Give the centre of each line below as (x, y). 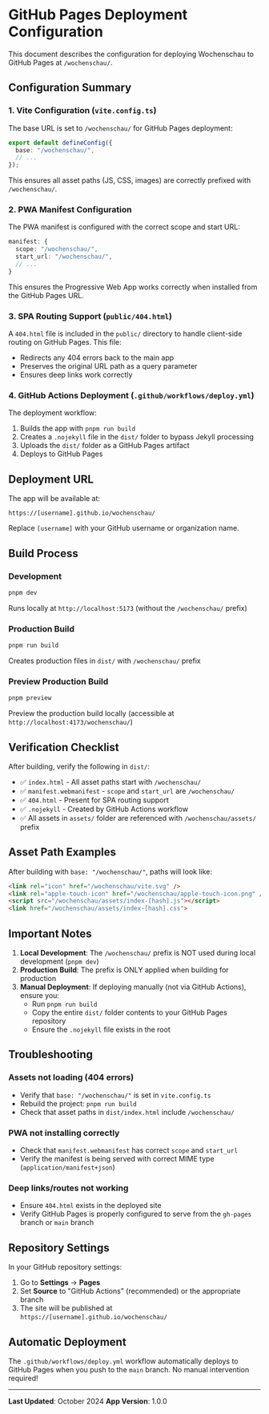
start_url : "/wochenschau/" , (64, 257)
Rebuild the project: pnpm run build (78, 1103)
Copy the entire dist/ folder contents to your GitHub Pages (130, 1012)
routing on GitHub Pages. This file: (65, 342)
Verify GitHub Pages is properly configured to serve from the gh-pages (136, 1214)
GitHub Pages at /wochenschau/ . (60, 63)
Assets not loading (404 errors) (71, 1077)
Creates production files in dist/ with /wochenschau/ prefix (105, 661)
